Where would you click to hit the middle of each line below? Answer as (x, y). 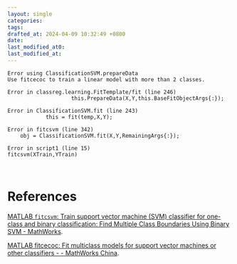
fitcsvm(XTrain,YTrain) (43, 154)
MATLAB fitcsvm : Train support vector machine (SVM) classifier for (106, 216)
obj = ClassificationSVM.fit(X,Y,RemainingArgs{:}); (100, 136)
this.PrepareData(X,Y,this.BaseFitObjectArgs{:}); (147, 98)
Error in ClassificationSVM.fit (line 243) (73, 111)
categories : (25, 21)
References (42, 197)
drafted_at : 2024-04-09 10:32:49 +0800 (67, 34)
